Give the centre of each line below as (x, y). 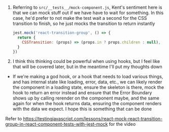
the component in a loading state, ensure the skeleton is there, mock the (88, 87)
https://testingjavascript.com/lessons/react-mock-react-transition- (93, 119)
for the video (122, 124)
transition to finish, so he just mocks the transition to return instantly (84, 23)
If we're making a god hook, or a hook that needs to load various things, (88, 77)
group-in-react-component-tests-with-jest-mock (57, 124)
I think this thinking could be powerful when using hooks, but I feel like (86, 61)
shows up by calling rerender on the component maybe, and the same (86, 98)
